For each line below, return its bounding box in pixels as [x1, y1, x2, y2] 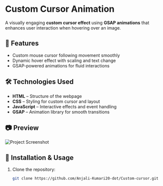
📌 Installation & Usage [5, 154, 74, 162]
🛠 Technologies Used [5, 78, 74, 86]
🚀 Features [5, 39, 39, 48]
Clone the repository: [12, 166, 56, 173]
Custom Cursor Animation [5, 3, 115, 15]
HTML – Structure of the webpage [12, 93, 82, 99]
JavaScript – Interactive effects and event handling [12, 103, 117, 109]
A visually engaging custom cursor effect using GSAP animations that [5, 20, 150, 26]
